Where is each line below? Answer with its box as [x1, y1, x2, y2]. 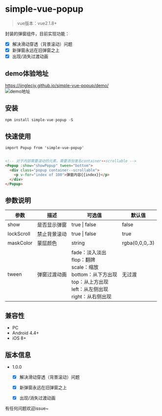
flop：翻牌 [71, 257, 95, 263]
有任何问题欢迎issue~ [5, 406, 49, 412]
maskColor [7, 239, 33, 246]
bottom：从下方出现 [71, 271, 117, 278]
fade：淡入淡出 [71, 249, 107, 256]
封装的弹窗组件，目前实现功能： [5, 30, 69, 36]
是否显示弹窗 [37, 222, 67, 229]
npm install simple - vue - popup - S [5, 117, 73, 122]
